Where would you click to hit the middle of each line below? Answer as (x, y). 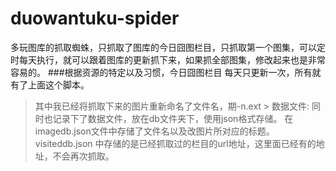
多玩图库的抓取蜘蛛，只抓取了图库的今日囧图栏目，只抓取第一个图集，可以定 (168, 47)
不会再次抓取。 (83, 156)
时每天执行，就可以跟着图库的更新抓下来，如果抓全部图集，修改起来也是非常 (168, 59)
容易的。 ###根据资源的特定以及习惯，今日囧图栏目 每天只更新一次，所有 (161, 72)
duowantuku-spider (95, 18)
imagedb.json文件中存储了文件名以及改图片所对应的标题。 (154, 131)
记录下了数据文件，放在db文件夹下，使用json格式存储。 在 (173, 118)
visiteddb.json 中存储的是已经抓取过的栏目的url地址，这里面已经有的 (175, 143)
